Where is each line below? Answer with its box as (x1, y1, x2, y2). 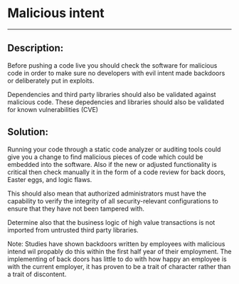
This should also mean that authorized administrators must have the (7, 189, 206, 198)
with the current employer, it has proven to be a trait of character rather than (7, 262, 231, 270)
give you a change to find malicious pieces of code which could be (7, 152, 204, 161)
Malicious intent (7, 5, 105, 21)
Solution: (7, 126, 48, 138)
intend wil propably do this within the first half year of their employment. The (7, 247, 232, 255)
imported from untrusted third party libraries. (7, 225, 139, 234)
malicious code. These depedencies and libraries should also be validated (7, 98, 225, 106)
